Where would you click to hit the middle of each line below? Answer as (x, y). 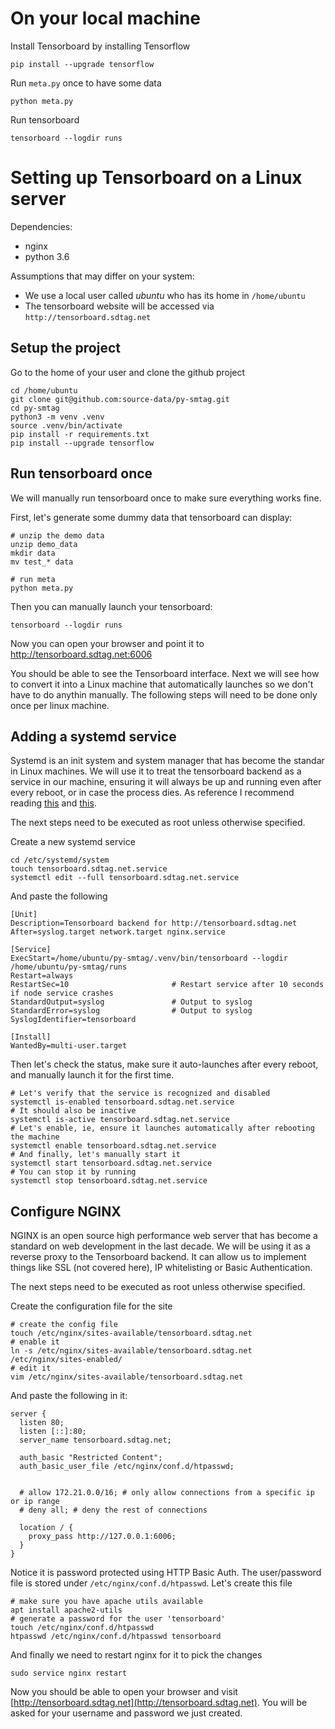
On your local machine (106, 18)
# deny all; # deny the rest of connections (113, 1510)
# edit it (31, 1368)
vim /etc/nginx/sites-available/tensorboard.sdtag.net (127, 1377)
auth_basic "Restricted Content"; (91, 1458)
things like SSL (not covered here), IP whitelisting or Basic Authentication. (161, 1268)
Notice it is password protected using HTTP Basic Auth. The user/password (166, 1573)
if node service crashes (62, 993)
